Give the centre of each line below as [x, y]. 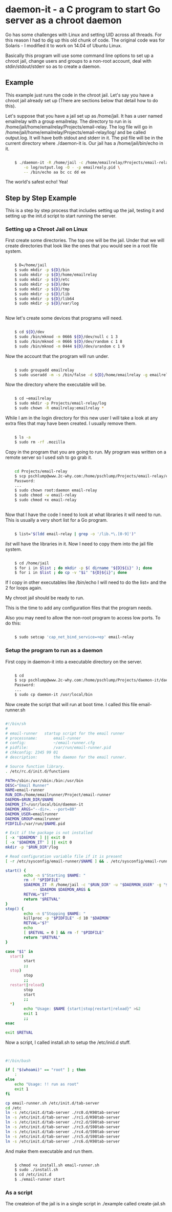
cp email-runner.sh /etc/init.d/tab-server [52, 1103]
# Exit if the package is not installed [49, 833]
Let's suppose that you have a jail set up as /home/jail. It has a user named [84, 116]
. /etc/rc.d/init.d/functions [38, 771]
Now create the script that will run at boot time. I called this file [71, 704]
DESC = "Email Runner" [27, 785]
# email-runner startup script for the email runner [65, 733]
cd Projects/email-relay [41, 471]
